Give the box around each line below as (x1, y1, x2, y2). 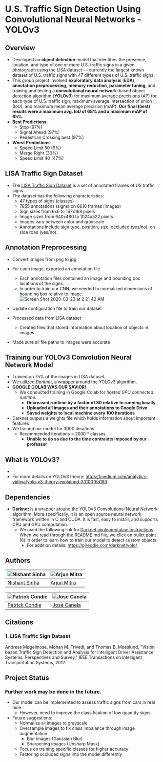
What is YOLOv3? (5, 456, 60, 464)
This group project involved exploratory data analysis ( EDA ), (12, 77, 136, 83)
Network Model (5, 361, 53, 370)
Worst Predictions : (12, 140, 51, 145)
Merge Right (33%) (19, 150, 59, 156)
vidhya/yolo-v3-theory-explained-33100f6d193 (12, 479, 107, 485)
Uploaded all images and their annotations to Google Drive (26, 405, 148, 411)
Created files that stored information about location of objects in (19, 324, 149, 330)
